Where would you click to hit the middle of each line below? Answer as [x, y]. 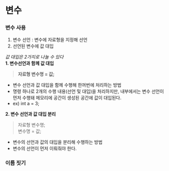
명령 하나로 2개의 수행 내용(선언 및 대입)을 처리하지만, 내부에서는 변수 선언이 [88, 91]
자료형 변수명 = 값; [36, 74]
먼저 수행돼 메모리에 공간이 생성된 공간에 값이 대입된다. [67, 98]
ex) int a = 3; [26, 104]
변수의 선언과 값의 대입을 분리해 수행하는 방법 [58, 142]
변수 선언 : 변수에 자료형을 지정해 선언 [50, 40]
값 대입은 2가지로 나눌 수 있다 [34, 57]
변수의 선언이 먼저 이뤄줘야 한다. [45, 149]
